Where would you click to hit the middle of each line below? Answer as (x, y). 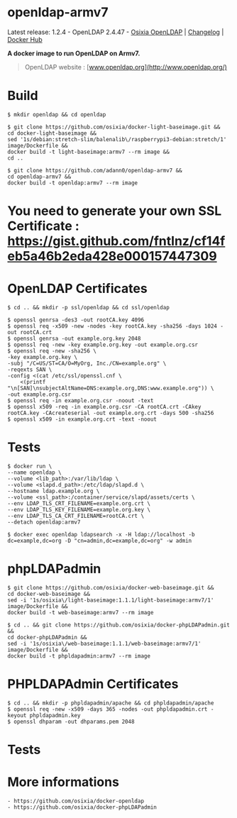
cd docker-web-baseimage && (49, 594)
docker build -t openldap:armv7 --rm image (73, 183)
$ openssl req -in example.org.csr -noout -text (81, 401)
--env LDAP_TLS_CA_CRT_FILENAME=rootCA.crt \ (76, 516)
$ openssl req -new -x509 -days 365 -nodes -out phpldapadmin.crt (108, 709)
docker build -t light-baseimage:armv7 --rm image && (89, 152)
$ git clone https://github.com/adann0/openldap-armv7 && (95, 170)
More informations (63, 782)
